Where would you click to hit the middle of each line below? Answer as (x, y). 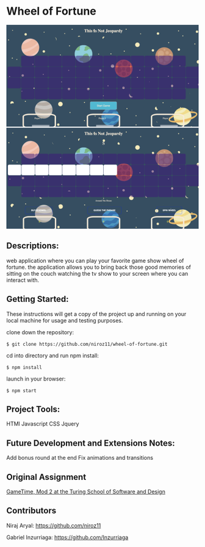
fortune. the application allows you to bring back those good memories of (99, 267)
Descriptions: (33, 246)
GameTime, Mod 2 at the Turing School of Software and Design (86, 492)
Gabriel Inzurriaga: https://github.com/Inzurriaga (67, 537)
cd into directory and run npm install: (53, 356)
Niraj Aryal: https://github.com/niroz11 (54, 525)
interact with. (23, 280)
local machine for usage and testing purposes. (65, 320)
